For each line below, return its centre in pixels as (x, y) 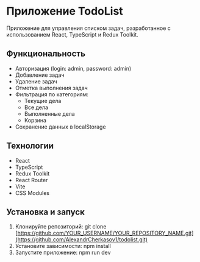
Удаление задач (36, 81)
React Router (31, 180)
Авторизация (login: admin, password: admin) (73, 68)
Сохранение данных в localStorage (60, 127)
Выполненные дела (49, 113)
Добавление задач (40, 75)
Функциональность (46, 54)
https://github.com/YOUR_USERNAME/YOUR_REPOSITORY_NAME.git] (105, 233)
